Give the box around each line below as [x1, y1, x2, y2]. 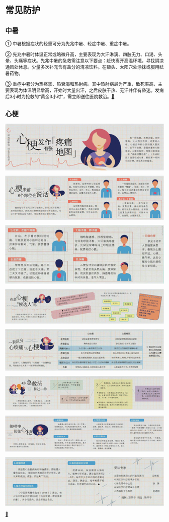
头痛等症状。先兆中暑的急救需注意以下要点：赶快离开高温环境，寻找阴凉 [14, 57, 164, 64]
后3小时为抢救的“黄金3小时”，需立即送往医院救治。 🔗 [5, 94, 115, 99]
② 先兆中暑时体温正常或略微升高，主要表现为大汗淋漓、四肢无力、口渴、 [5, 51, 158, 57]
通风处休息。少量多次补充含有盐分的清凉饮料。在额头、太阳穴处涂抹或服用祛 [5, 64, 164, 70]
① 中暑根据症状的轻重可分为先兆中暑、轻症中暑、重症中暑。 [5, 41, 132, 46]
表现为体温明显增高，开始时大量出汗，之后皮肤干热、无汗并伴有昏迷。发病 [9, 87, 164, 93]
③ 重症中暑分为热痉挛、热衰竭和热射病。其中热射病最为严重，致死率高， [5, 81, 158, 87]
